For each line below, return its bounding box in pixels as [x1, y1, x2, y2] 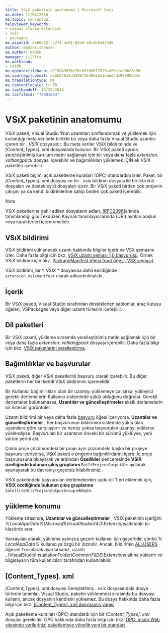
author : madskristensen [5, 45, 55, 50]
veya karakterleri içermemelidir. [5, 219, 70, 225]
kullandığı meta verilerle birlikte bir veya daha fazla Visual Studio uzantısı [5, 136, 156, 142]
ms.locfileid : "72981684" [5, 92, 59, 97]
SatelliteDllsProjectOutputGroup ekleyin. [5, 487, 93, 493]
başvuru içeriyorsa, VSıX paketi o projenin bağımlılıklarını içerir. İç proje [5, 451, 152, 457]
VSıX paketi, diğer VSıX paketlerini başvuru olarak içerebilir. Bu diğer [5, 373, 147, 379]
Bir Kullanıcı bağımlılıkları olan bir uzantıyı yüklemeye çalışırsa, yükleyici [5, 388, 153, 394]
